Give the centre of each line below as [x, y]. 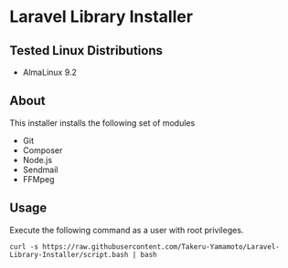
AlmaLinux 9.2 [50, 72]
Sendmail [40, 170]
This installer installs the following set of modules [102, 123]
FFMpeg [38, 179]
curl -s [24, 247]
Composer [43, 150]
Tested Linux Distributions [86, 51]
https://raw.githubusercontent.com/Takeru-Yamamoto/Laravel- [161, 247]
